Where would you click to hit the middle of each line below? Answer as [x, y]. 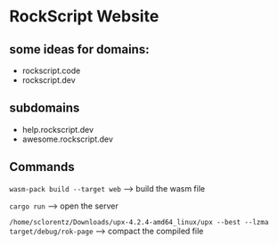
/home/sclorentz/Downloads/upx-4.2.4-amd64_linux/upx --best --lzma [139, 222]
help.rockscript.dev [58, 129]
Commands [42, 167]
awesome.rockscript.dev [68, 139]
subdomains [45, 108]
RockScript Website [84, 16]
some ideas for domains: [79, 49]
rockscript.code [51, 70]
